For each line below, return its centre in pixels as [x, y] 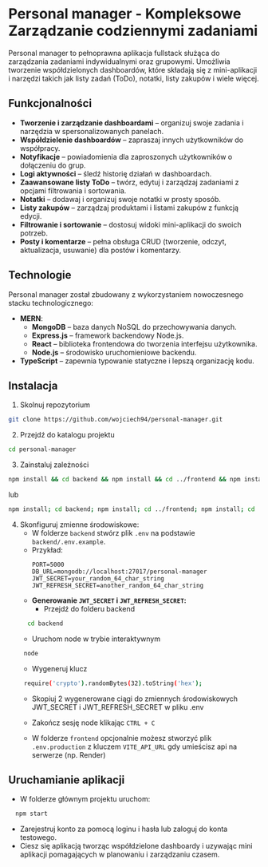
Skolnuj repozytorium [55, 405]
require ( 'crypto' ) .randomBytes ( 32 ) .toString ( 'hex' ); [113, 683]
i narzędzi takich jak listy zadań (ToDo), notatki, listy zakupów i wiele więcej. [134, 78]
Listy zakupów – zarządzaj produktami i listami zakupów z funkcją [129, 208]
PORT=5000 [48, 564]
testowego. [38, 837]
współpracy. [40, 148]
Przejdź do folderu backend [89, 608]
